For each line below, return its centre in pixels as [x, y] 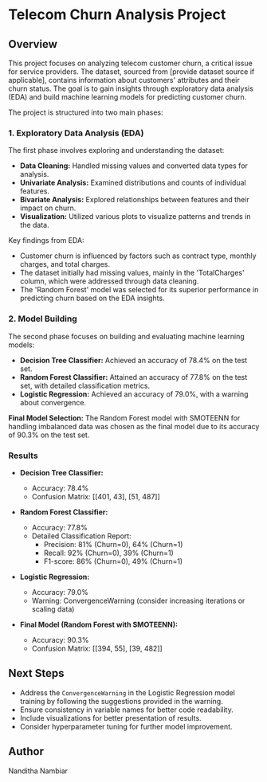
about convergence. [53, 402]
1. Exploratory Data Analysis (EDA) [76, 133]
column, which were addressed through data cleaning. [109, 281]
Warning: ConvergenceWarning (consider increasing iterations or [138, 600]
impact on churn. [48, 208]
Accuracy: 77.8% [59, 527]
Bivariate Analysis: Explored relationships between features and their [134, 200]
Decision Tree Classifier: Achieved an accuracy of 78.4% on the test [133, 360]
